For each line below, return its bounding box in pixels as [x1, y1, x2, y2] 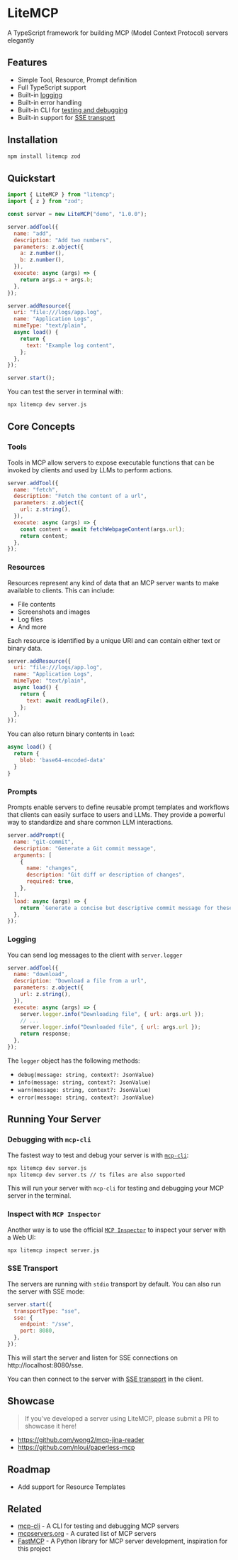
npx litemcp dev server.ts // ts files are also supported [7, 1171, 186, 1179]
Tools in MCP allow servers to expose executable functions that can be [7, 458, 215, 467]
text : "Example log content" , [25, 342, 115, 349]
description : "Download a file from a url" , [13, 977, 147, 985]
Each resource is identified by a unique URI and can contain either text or [7, 636, 221, 644]
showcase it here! [24, 1421, 76, 1430]
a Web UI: [7, 1233, 36, 1241]
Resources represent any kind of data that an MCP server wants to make [7, 578, 220, 587]
